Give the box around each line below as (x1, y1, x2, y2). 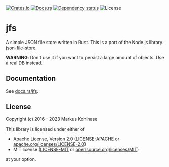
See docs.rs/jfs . (6, 88, 39, 94)
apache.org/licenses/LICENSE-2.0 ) (13, 141, 87, 147)
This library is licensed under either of (6, 126, 85, 132)
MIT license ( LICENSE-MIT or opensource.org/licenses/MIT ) (13, 146, 139, 152)
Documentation (6, 74, 56, 83)
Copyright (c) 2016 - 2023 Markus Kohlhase (6, 116, 98, 122)
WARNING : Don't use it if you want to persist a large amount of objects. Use (6, 54, 164, 60)
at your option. (6, 156, 36, 162)
